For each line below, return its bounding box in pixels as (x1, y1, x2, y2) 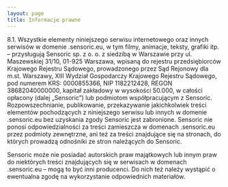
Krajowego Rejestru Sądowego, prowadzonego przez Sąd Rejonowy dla (7, 64, 209, 73)
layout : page (7, 10, 44, 17)
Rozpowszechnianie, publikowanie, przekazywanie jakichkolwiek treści (7, 101, 207, 109)
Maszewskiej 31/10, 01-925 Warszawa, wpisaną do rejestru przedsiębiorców (7, 57, 222, 65)
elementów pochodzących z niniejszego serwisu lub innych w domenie (7, 108, 207, 116)
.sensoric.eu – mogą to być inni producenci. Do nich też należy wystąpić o (7, 165, 216, 173)
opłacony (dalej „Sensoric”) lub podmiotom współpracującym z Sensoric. (7, 93, 213, 101)
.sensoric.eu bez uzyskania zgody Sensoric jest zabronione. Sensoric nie (7, 115, 213, 123)
